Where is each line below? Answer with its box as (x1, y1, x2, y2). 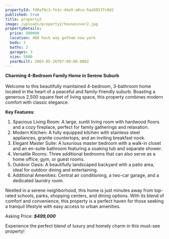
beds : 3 (10, 40, 26, 45)
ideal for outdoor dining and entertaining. (12, 167, 98, 173)
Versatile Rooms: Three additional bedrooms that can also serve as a (12, 151, 155, 157)
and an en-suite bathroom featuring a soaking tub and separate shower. (12, 145, 162, 151)
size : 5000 (10, 54, 33, 59)
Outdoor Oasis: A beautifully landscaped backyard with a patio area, (12, 162, 155, 168)
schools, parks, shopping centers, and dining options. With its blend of (17, 193, 164, 199)
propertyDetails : (5, 26, 42, 31)
